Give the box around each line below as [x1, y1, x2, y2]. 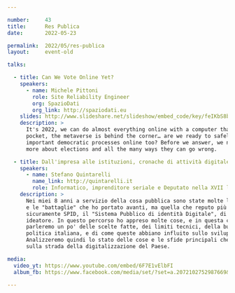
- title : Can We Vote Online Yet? [13, 74, 114, 81]
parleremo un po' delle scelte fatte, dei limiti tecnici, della [25, 224, 220, 231]
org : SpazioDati [32, 100, 80, 107]
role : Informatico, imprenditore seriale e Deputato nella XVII [32, 184, 224, 191]
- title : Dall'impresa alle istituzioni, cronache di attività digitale [13, 158, 230, 165]
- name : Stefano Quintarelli [25, 171, 111, 179]
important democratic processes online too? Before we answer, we [25, 139, 224, 146]
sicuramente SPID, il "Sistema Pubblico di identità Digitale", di [25, 210, 227, 217]
